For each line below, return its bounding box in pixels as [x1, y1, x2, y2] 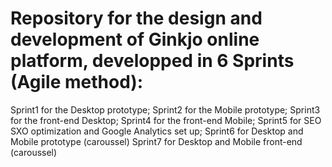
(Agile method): [10, 71, 144, 94]
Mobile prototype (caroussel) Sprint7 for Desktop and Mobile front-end [10, 135, 303, 147]
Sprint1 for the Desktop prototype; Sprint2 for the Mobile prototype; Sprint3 [10, 103, 321, 116]
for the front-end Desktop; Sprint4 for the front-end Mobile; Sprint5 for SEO [10, 114, 322, 126]
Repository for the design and [10, 7, 263, 30]
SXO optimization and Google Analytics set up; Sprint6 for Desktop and [10, 125, 304, 137]
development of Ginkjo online [10, 28, 260, 51]
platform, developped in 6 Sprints [10, 50, 295, 72]
